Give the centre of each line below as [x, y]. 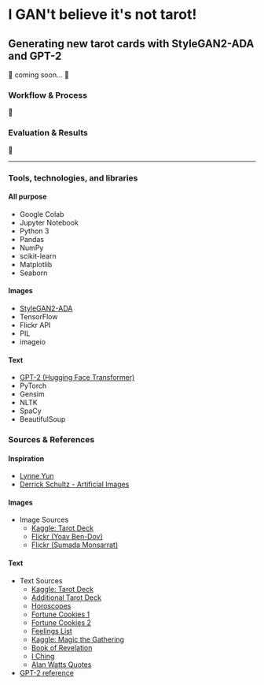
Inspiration [26, 458]
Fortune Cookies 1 [60, 614]
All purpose [27, 197]
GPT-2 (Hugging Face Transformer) [77, 378]
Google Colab [42, 214]
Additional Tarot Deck [66, 598]
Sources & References [51, 440]
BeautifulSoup [42, 419]
